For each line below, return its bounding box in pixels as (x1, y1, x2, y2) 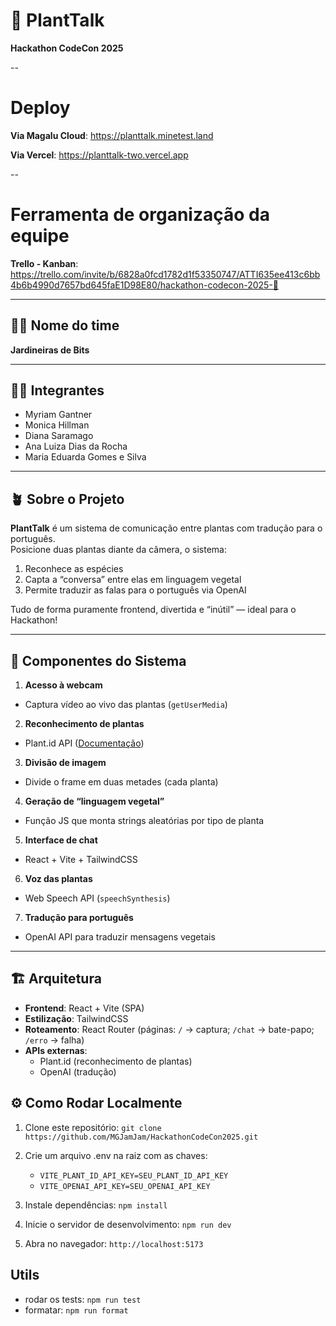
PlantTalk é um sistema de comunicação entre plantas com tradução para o (10, 522, 323, 534)
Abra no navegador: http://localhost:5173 (24, 1237, 204, 1249)
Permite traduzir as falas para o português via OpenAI (24, 584, 247, 596)
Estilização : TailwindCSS (24, 1012, 129, 1024)
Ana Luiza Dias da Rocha (24, 440, 128, 453)
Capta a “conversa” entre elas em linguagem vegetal (24, 574, 242, 586)
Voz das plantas (24, 873, 93, 885)
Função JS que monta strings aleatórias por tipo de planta (24, 815, 265, 827)
